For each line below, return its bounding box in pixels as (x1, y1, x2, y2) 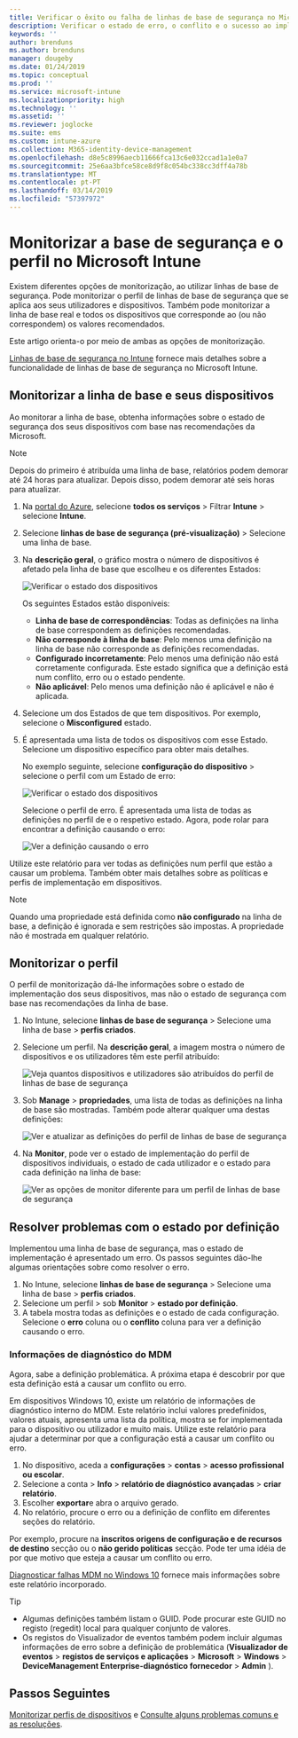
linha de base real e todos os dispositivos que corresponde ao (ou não (9, 309, 267, 319)
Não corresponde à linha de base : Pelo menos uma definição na (35, 633, 272, 644)
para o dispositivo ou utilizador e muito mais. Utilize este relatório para (9, 1423, 267, 1434)
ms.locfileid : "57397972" (9, 194, 105, 204)
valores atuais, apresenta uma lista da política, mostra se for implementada (9, 1414, 284, 1425)
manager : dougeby (9, 54, 74, 63)
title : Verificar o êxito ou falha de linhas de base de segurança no (9, 12, 276, 22)
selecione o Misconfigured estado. (21, 717, 153, 727)
